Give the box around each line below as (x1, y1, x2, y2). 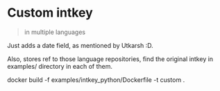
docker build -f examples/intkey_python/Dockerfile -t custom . (7, 75, 185, 84)
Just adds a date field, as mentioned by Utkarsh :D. (7, 41, 154, 49)
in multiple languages (24, 28, 85, 36)
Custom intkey (7, 5, 94, 21)
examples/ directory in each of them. (7, 62, 113, 70)
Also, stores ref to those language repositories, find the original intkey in (7, 54, 214, 63)
